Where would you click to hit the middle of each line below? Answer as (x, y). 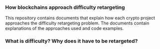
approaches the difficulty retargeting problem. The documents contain (77, 23)
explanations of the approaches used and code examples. (65, 28)
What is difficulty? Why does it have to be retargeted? (72, 41)
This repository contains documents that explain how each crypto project (80, 18)
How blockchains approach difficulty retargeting (65, 7)
